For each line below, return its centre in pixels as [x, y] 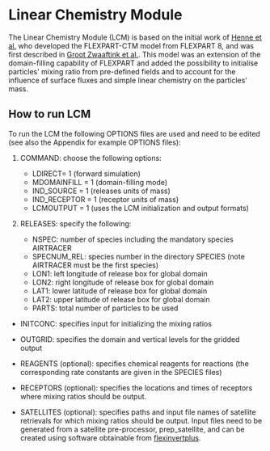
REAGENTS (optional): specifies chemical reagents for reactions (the [134, 363]
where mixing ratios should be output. [83, 396]
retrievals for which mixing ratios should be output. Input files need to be [141, 420]
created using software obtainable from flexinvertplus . [110, 437]
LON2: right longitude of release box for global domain [123, 282]
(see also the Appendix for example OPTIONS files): [95, 142]
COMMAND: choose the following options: [91, 158]
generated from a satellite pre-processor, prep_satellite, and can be [132, 429]
